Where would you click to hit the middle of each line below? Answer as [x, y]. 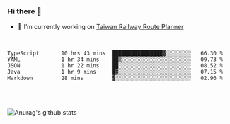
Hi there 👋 [25, 11]
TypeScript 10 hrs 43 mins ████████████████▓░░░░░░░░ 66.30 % [115, 53]
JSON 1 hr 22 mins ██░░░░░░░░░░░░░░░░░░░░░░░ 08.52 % [115, 66]
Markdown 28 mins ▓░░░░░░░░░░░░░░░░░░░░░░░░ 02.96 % [115, 78]
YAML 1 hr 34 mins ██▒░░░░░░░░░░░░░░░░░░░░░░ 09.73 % [115, 60]
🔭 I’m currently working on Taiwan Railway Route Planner [100, 27]
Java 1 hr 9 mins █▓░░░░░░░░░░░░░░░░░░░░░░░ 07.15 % [115, 72]
